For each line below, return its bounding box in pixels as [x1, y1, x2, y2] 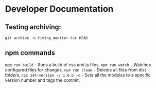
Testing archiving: [5, 23, 62, 31]
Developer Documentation [5, 3, 114, 15]
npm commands [5, 49, 55, 57]
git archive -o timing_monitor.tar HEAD [5, 35, 88, 40]
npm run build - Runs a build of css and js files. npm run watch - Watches [5, 62, 151, 68]
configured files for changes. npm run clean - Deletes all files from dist [5, 67, 147, 72]
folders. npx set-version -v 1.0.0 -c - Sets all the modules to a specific [5, 72, 151, 78]
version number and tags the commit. [5, 77, 80, 83]
